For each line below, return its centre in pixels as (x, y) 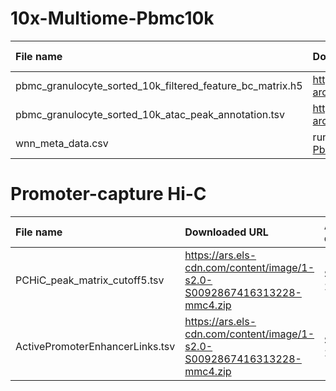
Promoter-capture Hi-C (108, 194)
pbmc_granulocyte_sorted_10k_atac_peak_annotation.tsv (150, 114)
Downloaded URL (226, 232)
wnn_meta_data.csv (62, 143)
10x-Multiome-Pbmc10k (112, 18)
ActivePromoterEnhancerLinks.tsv (95, 346)
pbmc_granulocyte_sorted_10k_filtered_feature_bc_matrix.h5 (159, 85)
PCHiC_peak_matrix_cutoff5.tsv (90, 280)
